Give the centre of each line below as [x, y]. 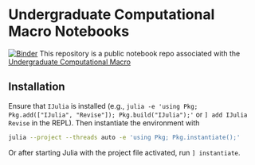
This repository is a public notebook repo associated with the [140, 53]
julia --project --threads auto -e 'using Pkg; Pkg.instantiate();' [124, 137]
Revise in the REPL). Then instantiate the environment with [104, 123]
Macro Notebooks [69, 31]
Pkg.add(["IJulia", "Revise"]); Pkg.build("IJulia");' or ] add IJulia [128, 114]
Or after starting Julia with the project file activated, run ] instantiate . [124, 152]
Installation [37, 87]
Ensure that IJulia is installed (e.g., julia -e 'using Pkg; [103, 106]
